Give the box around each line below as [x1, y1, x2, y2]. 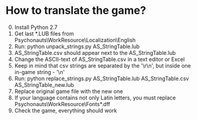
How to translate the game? [5, 4, 146, 17]
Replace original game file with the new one [14, 87, 124, 95]
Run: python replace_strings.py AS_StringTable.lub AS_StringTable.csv [14, 75, 189, 82]
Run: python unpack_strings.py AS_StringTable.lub [14, 43, 140, 50]
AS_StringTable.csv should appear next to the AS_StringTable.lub [14, 49, 176, 56]
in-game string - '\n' [14, 68, 65, 75]
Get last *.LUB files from [14, 30, 74, 37]
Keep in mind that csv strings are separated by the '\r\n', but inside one [14, 62, 191, 69]
